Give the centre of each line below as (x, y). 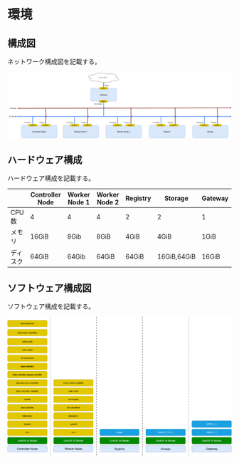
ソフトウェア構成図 (49, 288)
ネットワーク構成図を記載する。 (54, 62)
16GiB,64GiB (176, 256)
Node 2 (108, 202)
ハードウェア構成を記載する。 (51, 178)
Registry (138, 198)
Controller (46, 194)
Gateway (215, 198)
